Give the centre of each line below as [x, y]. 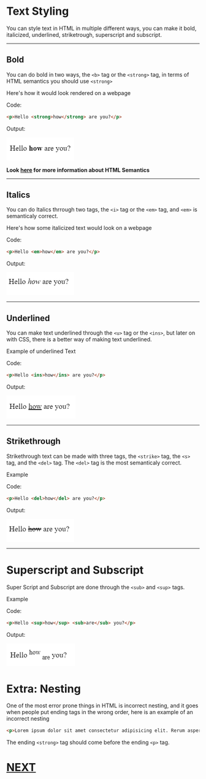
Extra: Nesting [44, 689]
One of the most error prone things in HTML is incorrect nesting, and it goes [102, 705]
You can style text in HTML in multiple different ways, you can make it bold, [101, 28]
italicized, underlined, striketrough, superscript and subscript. [84, 34]
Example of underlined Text [41, 351]
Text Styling [38, 11]
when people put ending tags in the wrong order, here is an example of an [100, 712]
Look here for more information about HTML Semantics [78, 170]
